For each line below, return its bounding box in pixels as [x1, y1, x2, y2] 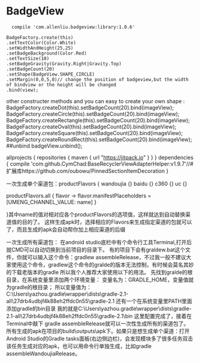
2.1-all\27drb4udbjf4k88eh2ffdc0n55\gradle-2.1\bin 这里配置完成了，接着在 [6, 312, 192, 319]
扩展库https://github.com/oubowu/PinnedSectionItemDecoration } [6, 167, 169, 175]
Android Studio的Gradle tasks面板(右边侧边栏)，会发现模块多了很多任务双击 [6, 335, 193, 342]
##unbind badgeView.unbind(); [6, 142, 83, 149]
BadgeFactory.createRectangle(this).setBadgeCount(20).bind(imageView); [6, 116, 190, 124]
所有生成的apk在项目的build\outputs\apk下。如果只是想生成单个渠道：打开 [6, 327, 190, 334]
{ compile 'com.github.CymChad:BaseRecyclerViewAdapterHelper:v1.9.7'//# [6, 160, 193, 167]
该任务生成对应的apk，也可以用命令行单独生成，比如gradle [6, 342, 151, 349]
